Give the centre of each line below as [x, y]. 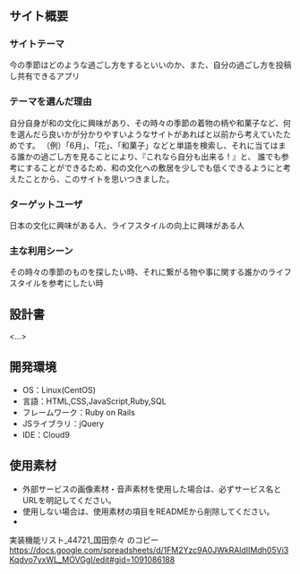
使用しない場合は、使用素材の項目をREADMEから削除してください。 [148, 511]
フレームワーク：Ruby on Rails [79, 412]
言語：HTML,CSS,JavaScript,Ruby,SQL [94, 401]
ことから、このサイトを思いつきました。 [99, 179]
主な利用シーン [41, 251]
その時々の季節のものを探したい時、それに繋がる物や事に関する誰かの [139, 272]
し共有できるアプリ [45, 76]
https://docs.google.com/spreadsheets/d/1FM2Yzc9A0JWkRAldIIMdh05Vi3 [149, 550]
